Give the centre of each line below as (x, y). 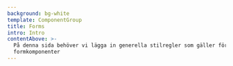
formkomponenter (37, 52)
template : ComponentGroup (44, 20)
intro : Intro (26, 33)
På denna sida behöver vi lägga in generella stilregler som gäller (114, 45)
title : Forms (26, 26)
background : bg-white (38, 13)
